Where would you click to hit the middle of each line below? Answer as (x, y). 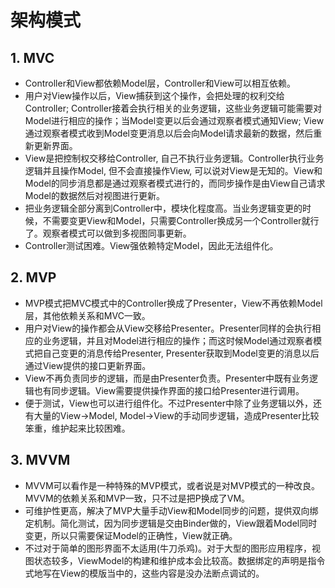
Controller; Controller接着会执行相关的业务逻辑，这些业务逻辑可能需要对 (173, 108)
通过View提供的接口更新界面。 (88, 365)
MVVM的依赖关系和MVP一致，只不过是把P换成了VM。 (137, 498)
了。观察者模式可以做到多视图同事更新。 (108, 233)
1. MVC (32, 57)
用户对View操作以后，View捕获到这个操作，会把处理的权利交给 (154, 95)
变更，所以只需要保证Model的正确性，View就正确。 (131, 535)
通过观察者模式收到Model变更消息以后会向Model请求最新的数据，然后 (169, 133)
